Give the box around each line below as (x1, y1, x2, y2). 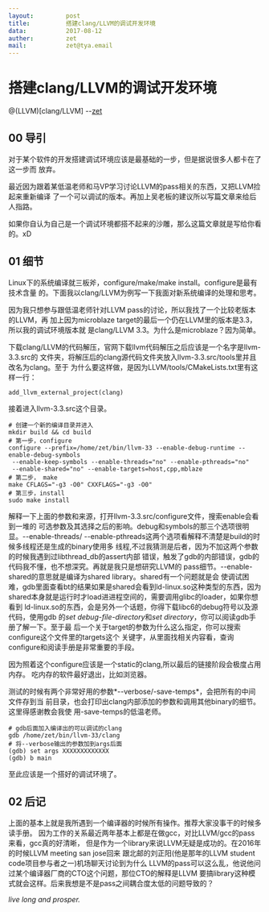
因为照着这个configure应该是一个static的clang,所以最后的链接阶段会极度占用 (8, 659, 262, 669)
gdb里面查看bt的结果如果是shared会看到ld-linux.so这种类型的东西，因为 (22, 582, 262, 591)
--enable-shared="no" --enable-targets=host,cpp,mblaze (11, 465, 203, 473)
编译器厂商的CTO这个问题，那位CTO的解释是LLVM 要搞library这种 (29, 868, 249, 878)
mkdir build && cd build (8, 428, 92, 436)
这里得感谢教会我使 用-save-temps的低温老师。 (8, 707, 166, 716)
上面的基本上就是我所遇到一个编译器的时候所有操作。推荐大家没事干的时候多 (8, 818, 262, 827)
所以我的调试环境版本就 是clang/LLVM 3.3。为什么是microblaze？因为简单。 (8, 325, 261, 334)
